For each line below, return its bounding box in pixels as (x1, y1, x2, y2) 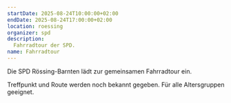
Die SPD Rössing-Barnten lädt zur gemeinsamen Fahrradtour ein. (7, 67, 192, 76)
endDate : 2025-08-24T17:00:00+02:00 (7, 16, 112, 23)
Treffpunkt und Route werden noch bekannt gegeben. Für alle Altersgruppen (7, 80, 225, 89)
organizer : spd (7, 29, 51, 36)
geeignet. (7, 87, 34, 96)
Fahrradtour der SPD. (13, 42, 76, 49)
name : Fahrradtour (7, 49, 60, 56)
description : (7, 36, 45, 43)
